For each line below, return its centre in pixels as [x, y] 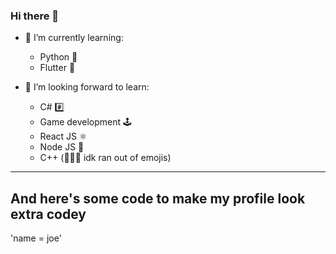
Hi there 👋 [35, 16]
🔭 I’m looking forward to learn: [87, 87]
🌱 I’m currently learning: [74, 38]
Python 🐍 [58, 57]
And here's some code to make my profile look [158, 198]
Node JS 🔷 [62, 147]
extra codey [48, 214]
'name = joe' [36, 238]
